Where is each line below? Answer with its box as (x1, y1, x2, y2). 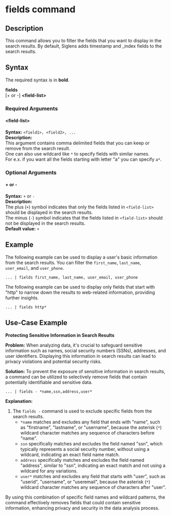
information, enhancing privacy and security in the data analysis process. (5, 505, 160, 511)
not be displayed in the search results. (5, 220, 86, 226)
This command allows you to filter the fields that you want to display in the (5, 37, 162, 44)
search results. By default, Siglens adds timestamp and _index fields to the (5, 43, 162, 49)
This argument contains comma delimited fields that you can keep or (5, 140, 150, 146)
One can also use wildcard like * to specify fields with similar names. (5, 150, 150, 157)
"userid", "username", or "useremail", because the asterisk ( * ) (20, 479, 151, 485)
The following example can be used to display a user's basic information (5, 254, 158, 260)
